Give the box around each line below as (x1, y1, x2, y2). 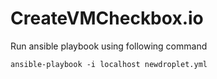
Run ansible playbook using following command (10, 40, 208, 52)
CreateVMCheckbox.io (10, 7, 204, 30)
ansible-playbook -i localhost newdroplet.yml (10, 59, 208, 69)
